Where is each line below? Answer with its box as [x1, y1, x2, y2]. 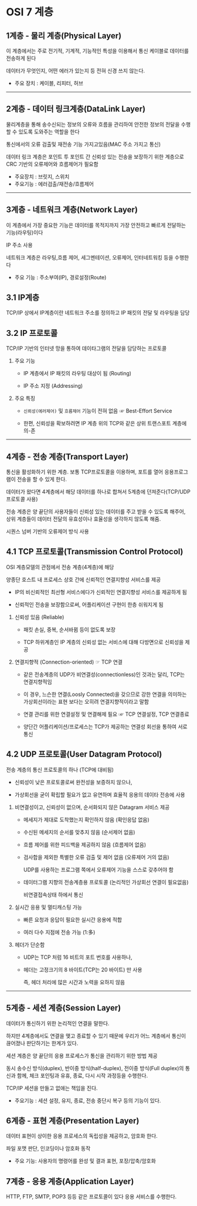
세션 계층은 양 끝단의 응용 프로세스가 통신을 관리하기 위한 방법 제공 [6, 1052, 158, 1059]
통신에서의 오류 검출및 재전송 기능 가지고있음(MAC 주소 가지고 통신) [6, 141, 161, 148]
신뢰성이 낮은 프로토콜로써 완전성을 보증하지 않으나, [14, 778, 133, 785]
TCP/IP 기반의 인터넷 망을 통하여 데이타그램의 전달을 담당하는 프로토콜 [6, 345, 167, 352]
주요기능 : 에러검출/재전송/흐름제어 [14, 180, 94, 187]
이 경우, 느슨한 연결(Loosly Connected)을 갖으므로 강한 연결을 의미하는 [23, 691, 187, 698]
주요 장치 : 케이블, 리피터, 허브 [14, 80, 84, 86]
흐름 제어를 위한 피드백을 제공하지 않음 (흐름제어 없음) [23, 841, 147, 848]
